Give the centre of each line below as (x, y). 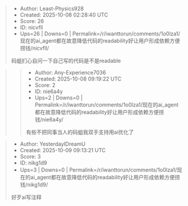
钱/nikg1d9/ (34, 185)
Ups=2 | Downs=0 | (59, 98)
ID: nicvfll (31, 27)
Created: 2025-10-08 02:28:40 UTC (64, 15)
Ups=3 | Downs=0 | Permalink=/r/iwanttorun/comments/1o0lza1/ (98, 170)
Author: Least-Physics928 (52, 9)
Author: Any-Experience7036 (70, 73)
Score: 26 (32, 21)
